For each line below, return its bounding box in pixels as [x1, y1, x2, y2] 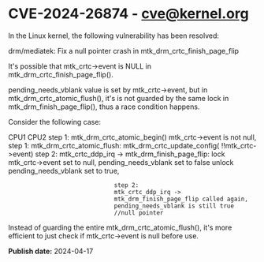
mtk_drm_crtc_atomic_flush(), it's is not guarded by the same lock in [8, 93, 229, 103]
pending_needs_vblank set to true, [8, 166, 120, 175]
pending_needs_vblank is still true [113, 202, 235, 210]
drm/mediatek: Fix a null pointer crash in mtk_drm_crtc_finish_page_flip [8, 46, 239, 55]
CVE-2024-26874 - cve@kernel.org [8, 5, 250, 23]
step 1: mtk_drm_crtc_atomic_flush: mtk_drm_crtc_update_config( [8, 140, 220, 150]
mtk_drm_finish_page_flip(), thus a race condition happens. [8, 102, 200, 111]
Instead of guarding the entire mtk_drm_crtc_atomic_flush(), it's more [8, 223, 232, 232]
